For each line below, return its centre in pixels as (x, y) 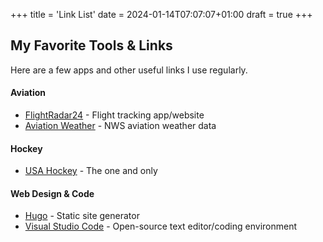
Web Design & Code (52, 193)
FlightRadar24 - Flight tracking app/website (114, 115)
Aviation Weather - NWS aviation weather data (120, 126)
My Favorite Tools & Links (91, 45)
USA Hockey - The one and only (91, 171)
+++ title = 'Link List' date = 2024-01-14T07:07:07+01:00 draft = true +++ (161, 14)
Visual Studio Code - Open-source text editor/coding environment (161, 226)
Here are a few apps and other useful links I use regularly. (129, 70)
